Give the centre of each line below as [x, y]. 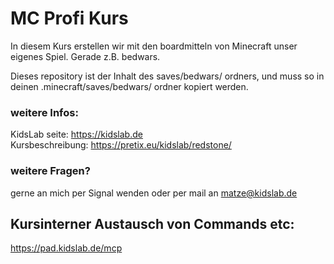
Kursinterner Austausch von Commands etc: [152, 223]
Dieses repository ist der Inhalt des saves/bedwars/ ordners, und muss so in [167, 76]
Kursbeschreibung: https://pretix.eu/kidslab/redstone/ [121, 145]
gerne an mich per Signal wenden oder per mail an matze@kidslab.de [154, 193]
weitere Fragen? [50, 171]
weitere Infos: [44, 112]
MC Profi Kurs [69, 18]
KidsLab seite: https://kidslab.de [76, 134]
